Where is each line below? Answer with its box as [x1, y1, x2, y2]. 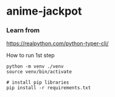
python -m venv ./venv [6, 63, 64, 70]
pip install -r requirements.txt [6, 85, 91, 91]
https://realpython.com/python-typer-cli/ [6, 40, 109, 47]
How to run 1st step [6, 52, 55, 59]
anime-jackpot [6, 4, 82, 18]
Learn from [6, 26, 40, 35]
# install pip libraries [6, 79, 69, 86]
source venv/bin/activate [6, 69, 72, 75]
